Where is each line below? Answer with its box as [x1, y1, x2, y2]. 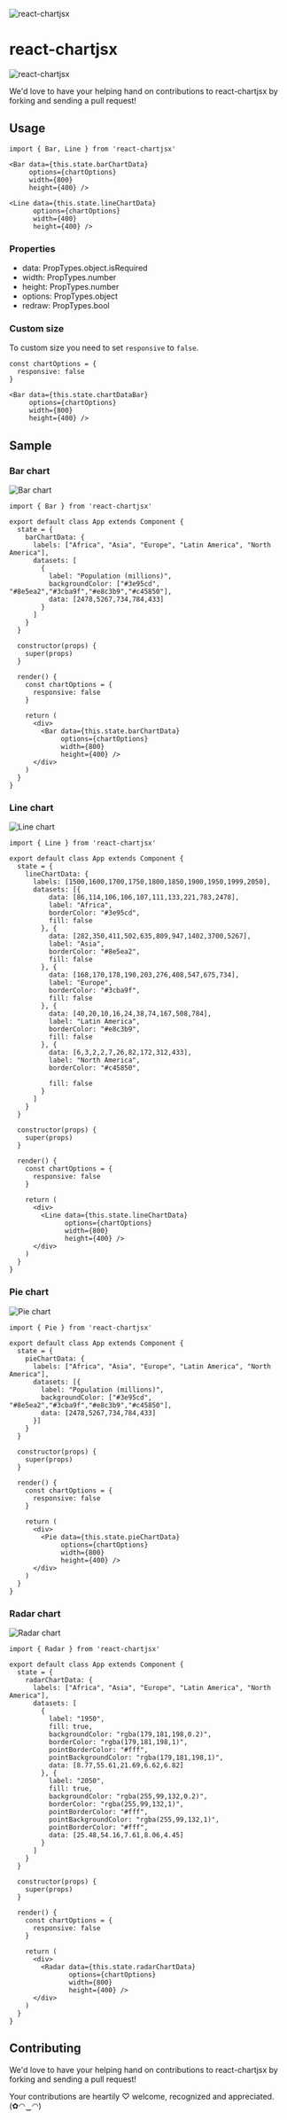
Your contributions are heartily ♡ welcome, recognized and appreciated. [9, 2091, 275, 2101]
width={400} [32, 214, 77, 223]
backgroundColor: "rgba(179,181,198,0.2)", [48, 1729, 213, 1739]
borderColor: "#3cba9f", [48, 986, 141, 995]
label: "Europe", [48, 978, 113, 987]
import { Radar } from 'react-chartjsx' [9, 1644, 161, 1653]
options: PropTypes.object [21, 291, 118, 301]
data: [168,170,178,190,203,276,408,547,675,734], [48, 970, 240, 979]
